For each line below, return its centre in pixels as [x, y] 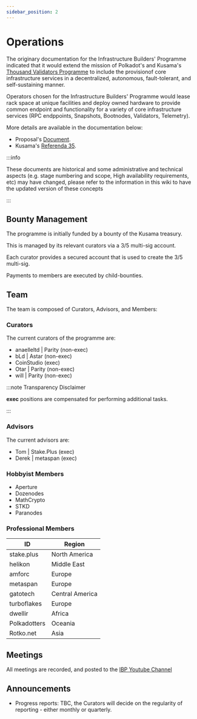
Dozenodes [29, 494]
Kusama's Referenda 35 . [46, 146]
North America [72, 555]
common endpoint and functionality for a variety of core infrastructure [94, 109]
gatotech [22, 594]
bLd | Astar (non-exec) [43, 356]
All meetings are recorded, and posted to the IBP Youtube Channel [89, 670]
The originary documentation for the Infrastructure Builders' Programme [96, 59]
